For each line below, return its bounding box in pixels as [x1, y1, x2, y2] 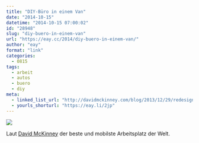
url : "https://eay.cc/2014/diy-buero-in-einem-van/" [6, 36, 139, 42]
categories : [6, 53, 36, 59]
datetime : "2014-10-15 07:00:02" [6, 20, 89, 26]
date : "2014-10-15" [6, 14, 54, 20]
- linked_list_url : [11, 97, 60, 103]
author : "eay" [6, 42, 41, 48]
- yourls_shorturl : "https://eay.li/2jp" [11, 102, 115, 109]
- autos [11, 75, 31, 81]
